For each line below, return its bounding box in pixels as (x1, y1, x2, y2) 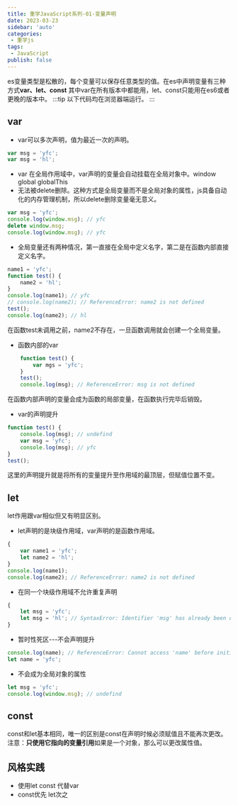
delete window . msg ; (7, 223, 65, 230)
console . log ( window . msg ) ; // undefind (7, 690, 122, 697)
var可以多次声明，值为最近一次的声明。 (17, 135, 133, 144)
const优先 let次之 (17, 790, 69, 799)
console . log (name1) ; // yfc (7, 292, 91, 299)
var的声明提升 (17, 410, 59, 418)
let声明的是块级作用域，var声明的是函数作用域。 (17, 526, 159, 535)
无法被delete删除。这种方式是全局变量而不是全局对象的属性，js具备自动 (17, 186, 227, 195)
